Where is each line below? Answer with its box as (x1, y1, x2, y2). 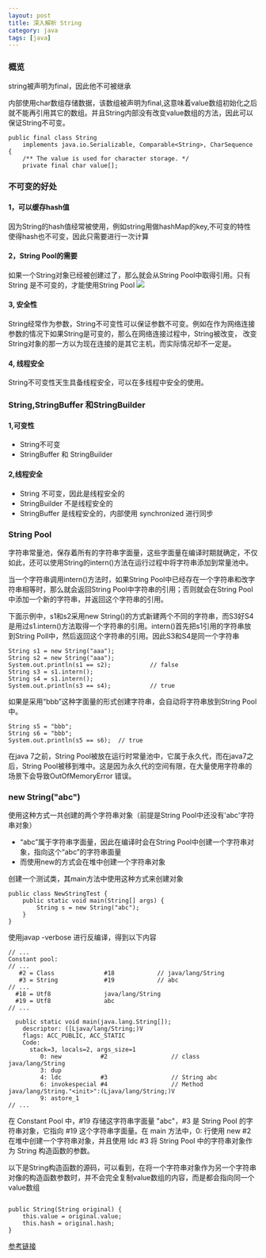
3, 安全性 (8, 299, 38, 310)
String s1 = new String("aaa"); (8, 646, 115, 655)
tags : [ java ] (8, 33, 51, 42)
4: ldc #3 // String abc (40, 1074, 218, 1082)
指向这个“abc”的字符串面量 (33, 847, 122, 857)
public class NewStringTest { (8, 890, 108, 898)
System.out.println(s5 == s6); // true (8, 736, 144, 744)
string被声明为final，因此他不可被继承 (8, 81, 131, 91)
